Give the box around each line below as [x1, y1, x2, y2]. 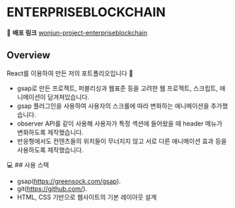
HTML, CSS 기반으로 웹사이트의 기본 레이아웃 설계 [16, 192, 157, 201]
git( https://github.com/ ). [16, 184, 88, 192]
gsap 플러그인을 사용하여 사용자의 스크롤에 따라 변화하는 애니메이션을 [16, 102, 210, 110]
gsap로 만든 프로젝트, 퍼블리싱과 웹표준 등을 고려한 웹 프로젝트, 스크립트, [16, 84, 219, 92]
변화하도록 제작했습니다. [16, 128, 84, 136]
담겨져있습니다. [47, 92, 90, 101]
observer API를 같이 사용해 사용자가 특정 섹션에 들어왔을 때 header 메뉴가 [16, 119, 223, 128]
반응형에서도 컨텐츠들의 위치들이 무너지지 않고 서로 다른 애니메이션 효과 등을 [16, 137, 227, 145]
